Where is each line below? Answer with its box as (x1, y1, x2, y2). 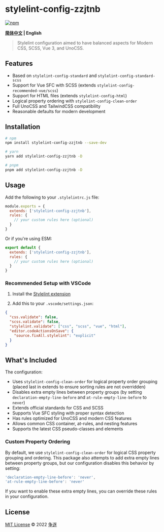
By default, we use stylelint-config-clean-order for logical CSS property (5, 450, 156, 455)
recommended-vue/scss (12, 88, 57, 93)
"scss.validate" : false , (9, 320, 61, 325)
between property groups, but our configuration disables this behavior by (5, 460, 154, 466)
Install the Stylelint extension (12, 291, 71, 297)
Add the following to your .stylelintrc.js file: (5, 194, 99, 200)
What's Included (5, 356, 57, 364)
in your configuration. (5, 493, 49, 499)
